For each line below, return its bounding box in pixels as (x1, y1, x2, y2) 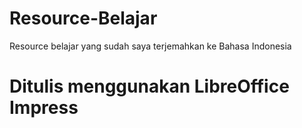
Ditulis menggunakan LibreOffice (9, 75, 290, 98)
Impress (9, 97, 79, 119)
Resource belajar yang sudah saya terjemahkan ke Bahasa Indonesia (9, 40, 292, 52)
